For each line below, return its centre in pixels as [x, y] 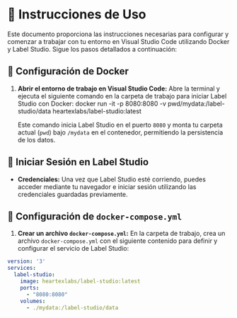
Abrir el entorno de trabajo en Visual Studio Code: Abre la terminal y [119, 89]
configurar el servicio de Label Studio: [73, 249]
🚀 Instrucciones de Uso [77, 15]
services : [22, 268]
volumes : [33, 301]
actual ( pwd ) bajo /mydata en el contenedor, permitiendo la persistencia [120, 132]
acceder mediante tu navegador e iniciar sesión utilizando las [107, 186]
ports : [30, 288]
